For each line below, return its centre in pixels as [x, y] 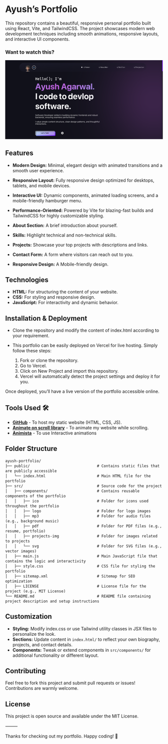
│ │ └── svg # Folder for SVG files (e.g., [84, 546]
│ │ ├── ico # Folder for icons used [77, 501]
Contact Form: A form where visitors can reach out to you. [73, 255]
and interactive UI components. [37, 39]
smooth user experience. [38, 170]
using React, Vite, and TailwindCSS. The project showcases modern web [80, 28]
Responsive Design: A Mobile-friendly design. [60, 264]
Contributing [25, 671]
